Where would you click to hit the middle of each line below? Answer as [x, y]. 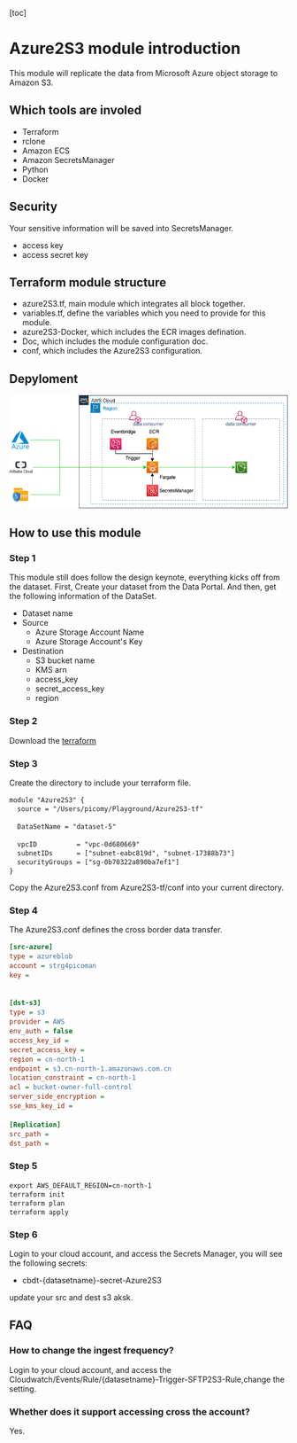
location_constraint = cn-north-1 [73, 1078]
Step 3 [23, 763]
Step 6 [23, 1234]
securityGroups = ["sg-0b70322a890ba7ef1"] [98, 862]
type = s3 [27, 1013]
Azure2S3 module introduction [125, 49]
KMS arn [51, 670]
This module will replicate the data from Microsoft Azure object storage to [144, 73]
